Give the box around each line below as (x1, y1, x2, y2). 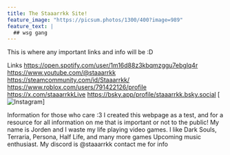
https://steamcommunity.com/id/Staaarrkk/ (7, 76, 130, 84)
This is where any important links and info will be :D (7, 48, 154, 56)
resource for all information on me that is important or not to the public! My (7, 118, 219, 127)
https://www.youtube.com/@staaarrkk (7, 69, 116, 77)
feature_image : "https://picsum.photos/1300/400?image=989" (7, 16, 184, 23)
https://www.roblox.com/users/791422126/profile (7, 83, 147, 91)
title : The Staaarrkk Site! (7, 10, 88, 17)
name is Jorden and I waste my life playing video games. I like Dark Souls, (7, 126, 217, 134)
